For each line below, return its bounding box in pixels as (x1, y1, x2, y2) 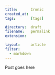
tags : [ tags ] (5, 16, 44, 21)
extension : (5, 34, 27, 38)
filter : (5, 47, 21, 51)
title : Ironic (5, 7, 44, 12)
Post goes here (5, 64, 35, 70)
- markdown (9, 51, 31, 56)
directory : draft (5, 25, 42, 29)
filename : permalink (5, 29, 50, 34)
